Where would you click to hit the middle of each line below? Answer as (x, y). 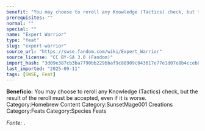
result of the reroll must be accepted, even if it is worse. (77, 98)
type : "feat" (23, 40)
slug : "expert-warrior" (37, 46)
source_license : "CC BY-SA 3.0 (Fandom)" (60, 57)
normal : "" (20, 23)
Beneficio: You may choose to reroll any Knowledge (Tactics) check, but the (102, 91)
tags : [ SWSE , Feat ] (31, 74)
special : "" (21, 29)
